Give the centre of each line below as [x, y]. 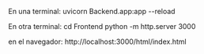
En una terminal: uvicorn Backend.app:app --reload [92, 11]
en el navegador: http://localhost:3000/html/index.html [98, 41]
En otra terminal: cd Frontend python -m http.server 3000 [102, 26]
